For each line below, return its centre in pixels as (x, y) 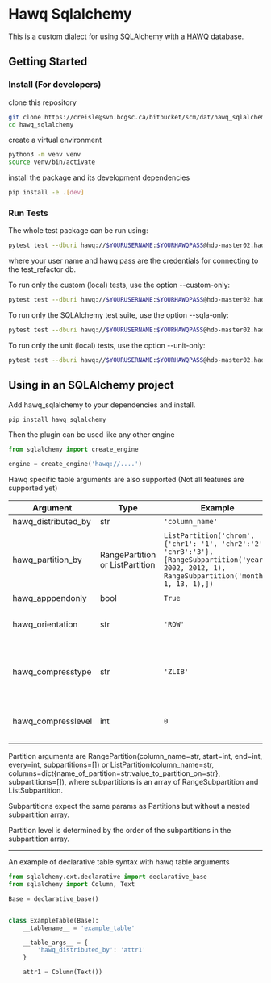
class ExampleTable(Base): (54, 920)
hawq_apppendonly (50, 598)
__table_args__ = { (56, 943)
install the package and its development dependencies (99, 177)
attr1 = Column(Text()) (63, 973)
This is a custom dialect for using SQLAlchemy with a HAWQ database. (126, 36)
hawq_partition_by (47, 560)
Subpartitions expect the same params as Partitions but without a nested (129, 806)
